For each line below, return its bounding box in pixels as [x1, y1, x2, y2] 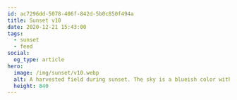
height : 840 [13, 82, 49, 89]
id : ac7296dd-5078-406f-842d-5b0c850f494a [7, 10, 134, 18]
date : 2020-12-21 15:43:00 [7, 23, 87, 30]
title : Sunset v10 [7, 17, 61, 24]
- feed [13, 43, 33, 50]
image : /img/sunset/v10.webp [13, 69, 99, 76]
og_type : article [13, 56, 65, 63]
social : [7, 50, 30, 57]
